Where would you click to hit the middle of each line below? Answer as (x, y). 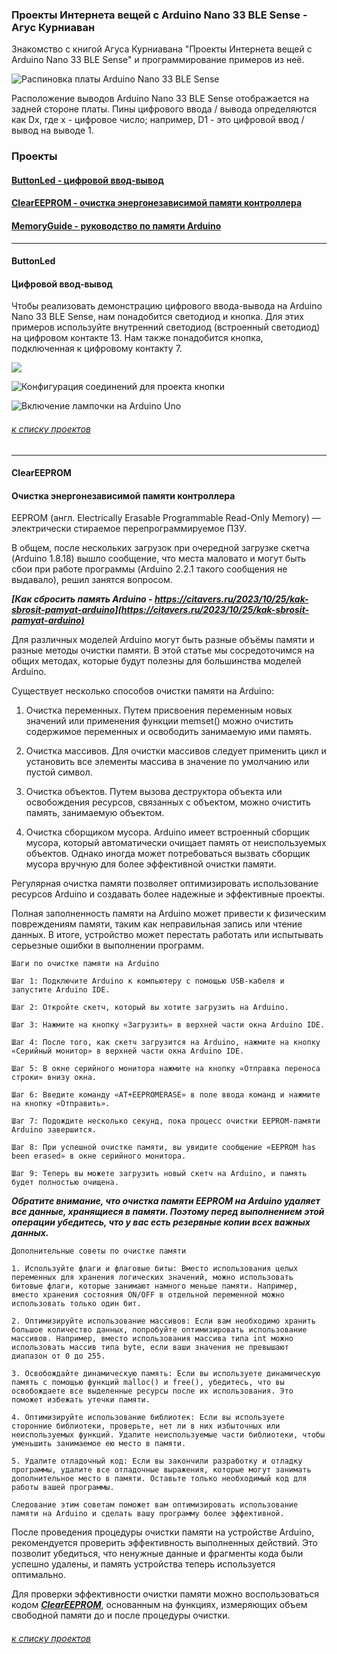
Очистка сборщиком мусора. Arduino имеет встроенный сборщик (167, 832)
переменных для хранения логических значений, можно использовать (152, 1278)
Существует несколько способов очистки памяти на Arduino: (143, 691)
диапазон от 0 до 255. (58, 1356)
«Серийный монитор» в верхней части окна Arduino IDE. (128, 1051)
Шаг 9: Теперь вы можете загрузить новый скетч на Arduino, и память (159, 1174)
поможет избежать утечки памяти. (81, 1400)
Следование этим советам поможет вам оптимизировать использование (155, 1505)
